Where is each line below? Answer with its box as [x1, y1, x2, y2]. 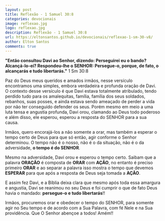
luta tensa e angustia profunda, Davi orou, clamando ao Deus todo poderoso [5, 109, 160, 115]
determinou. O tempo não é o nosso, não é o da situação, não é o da [5, 139, 144, 146]
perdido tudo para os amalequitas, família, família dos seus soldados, [5, 93, 146, 99]
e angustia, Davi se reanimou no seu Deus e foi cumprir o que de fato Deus [5, 184, 158, 190]
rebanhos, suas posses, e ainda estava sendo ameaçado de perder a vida [5, 98, 155, 104]
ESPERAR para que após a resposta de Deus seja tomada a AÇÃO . [5, 170, 140, 176]
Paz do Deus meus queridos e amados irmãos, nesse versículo [5, 77, 133, 83]
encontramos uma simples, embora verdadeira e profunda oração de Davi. [5, 82, 157, 89]
